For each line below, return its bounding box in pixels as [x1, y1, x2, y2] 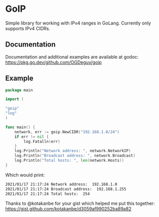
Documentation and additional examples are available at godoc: [5, 54, 139, 60]
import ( [5, 97, 24, 102]
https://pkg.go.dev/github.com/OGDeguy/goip [5, 59, 102, 65]
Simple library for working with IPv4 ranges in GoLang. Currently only [5, 20, 151, 26]
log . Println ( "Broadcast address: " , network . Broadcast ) [14, 153, 136, 158]
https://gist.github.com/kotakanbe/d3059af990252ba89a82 [5, 206, 131, 212]
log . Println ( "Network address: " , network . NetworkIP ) [14, 149, 131, 154]
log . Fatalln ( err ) [23, 139, 60, 144]
